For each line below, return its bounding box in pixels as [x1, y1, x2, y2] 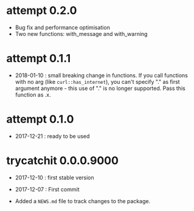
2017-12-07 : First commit [15, 185, 80, 193]
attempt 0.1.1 [6, 52, 71, 66]
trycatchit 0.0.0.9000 [6, 154, 119, 167]
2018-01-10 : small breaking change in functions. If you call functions [15, 71, 189, 79]
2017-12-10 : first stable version [15, 174, 94, 181]
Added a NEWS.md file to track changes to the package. [15, 197, 151, 204]
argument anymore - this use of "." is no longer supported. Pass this [15, 85, 185, 92]
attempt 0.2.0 [6, 4, 77, 18]
